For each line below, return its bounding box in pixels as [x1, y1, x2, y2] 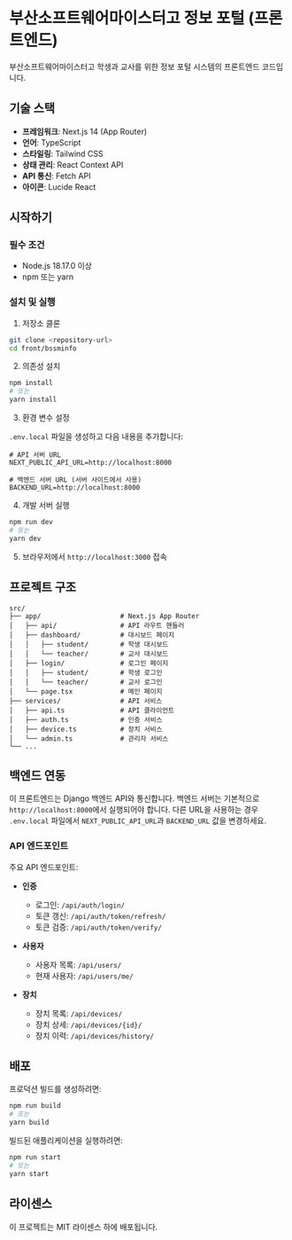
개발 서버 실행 [21, 500, 70, 511]
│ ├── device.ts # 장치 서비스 [9, 725, 163, 734]
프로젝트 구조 [9, 580, 77, 595]
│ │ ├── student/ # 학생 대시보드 [9, 640, 169, 648]
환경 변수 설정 [21, 412, 70, 423]
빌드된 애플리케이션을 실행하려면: [9, 1135, 124, 1146]
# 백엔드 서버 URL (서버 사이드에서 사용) [9, 475, 142, 484]
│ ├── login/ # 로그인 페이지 [9, 658, 169, 668]
